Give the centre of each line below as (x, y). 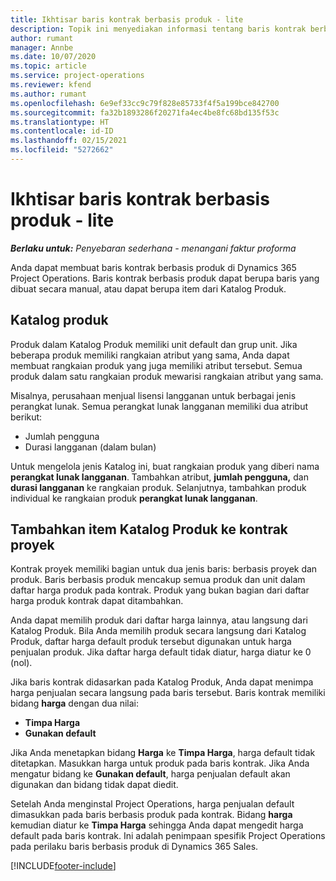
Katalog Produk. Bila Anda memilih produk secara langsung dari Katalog (158, 631)
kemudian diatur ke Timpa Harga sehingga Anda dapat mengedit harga (157, 825)
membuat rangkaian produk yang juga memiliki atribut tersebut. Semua (156, 365)
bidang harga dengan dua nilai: (74, 703)
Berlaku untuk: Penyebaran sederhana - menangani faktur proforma (153, 248)
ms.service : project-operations (77, 76)
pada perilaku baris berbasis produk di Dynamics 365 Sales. (134, 847)
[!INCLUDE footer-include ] (63, 866)
